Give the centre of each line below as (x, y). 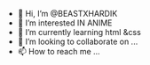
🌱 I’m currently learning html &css (79, 32)
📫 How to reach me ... (59, 51)
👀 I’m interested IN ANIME (65, 23)
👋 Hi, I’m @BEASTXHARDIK (67, 14)
